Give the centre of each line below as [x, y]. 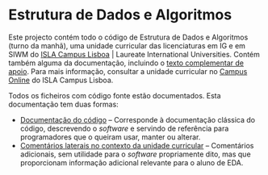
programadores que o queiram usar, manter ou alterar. [110, 137]
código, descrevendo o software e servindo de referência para [124, 128]
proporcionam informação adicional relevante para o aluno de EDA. [132, 162]
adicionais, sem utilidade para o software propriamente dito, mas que [136, 154]
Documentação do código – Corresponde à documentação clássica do [138, 119]
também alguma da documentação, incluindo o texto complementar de [126, 63]
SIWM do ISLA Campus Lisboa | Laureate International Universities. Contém [134, 54]
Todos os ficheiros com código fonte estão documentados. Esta [115, 95]
